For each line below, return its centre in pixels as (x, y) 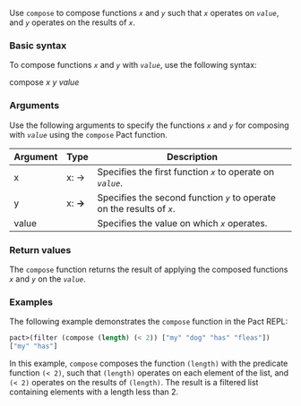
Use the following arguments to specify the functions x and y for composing (149, 125)
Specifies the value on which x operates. (182, 223)
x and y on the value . (48, 279)
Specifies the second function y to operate (186, 198)
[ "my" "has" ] (34, 347)
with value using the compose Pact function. (88, 134)
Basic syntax (38, 46)
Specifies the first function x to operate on (186, 172)
